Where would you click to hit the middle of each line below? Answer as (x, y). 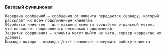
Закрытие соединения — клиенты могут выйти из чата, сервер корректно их (83, 33)
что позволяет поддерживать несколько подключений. (60, 29)
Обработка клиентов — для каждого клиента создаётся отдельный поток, (80, 24)
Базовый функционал (29, 7)
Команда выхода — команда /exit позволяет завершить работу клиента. (79, 42)
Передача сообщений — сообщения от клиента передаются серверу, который (82, 16)
